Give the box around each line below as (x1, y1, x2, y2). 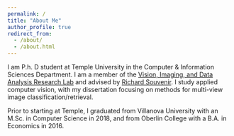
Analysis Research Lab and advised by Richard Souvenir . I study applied (7, 78, 218, 86)
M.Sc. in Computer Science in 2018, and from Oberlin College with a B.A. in (7, 114, 227, 123)
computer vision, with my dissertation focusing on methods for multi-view (7, 86, 223, 93)
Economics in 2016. (7, 122, 65, 130)
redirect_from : (7, 30, 52, 38)
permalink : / (7, 10, 46, 18)
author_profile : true (7, 23, 72, 30)
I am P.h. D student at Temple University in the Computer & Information (7, 63, 215, 71)
